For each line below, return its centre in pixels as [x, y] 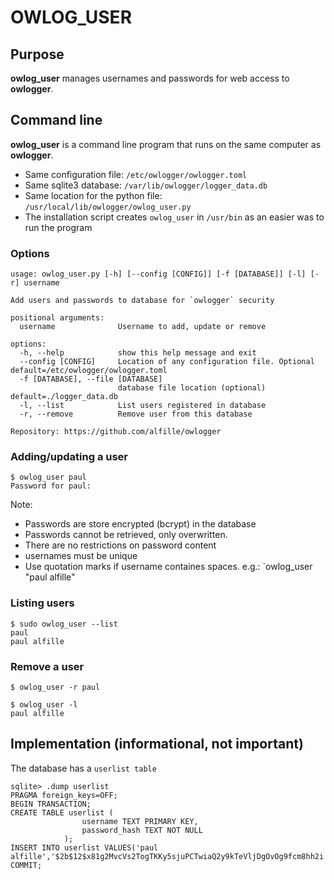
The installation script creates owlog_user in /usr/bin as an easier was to [174, 217]
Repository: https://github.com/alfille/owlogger [116, 432]
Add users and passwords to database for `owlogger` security [142, 301]
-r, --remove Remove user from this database [136, 414]
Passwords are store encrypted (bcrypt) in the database [140, 524]
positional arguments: [57, 318]
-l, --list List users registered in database [143, 406]
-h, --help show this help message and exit [138, 353]
